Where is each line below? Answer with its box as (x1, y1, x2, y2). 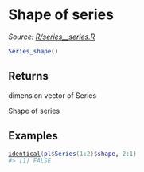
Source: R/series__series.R (8, 32, 95, 41)
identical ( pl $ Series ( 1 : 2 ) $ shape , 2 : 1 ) (8, 150, 137, 158)
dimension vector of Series (8, 90, 97, 100)
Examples (8, 129, 58, 143)
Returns (8, 69, 49, 83)
